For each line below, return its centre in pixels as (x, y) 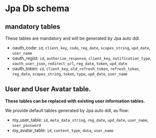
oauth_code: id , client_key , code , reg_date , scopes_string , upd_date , (81, 48)
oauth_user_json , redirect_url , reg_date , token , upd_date (70, 63)
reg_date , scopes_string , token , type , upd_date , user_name (70, 74)
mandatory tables (33, 27)
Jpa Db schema (37, 9)
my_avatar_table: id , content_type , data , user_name (63, 130)
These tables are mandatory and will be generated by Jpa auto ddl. (73, 38)
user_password (26, 125)
